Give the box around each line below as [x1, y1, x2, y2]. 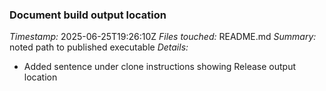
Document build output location [9, 8, 167, 22]
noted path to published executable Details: [9, 41, 189, 53]
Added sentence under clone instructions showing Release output [23, 61, 297, 73]
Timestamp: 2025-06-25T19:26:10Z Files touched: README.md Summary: [9, 31, 317, 43]
